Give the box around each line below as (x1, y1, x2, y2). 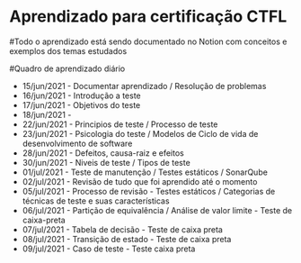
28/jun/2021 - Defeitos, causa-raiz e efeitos (22, 147, 184, 159)
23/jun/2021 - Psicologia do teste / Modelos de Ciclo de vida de (22, 128, 259, 139)
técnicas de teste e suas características (22, 195, 170, 206)
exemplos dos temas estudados (9, 45, 128, 56)
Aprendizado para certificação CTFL (9, 6, 288, 27)
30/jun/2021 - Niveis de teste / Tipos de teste (22, 157, 190, 168)
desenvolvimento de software (22, 138, 133, 149)
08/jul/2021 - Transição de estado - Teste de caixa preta (22, 233, 232, 244)
